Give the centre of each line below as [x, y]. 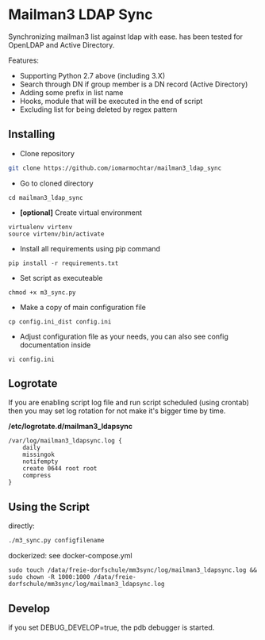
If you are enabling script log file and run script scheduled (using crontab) [129, 403]
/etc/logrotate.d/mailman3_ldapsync [71, 427]
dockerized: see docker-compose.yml [70, 556]
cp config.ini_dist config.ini [60, 322]
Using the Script [49, 506]
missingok [39, 455]
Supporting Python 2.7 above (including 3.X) [92, 75]
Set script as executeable [61, 278]
